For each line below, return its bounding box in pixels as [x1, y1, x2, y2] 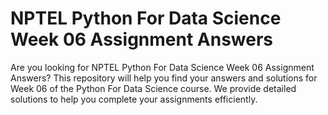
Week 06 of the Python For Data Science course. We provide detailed [10, 82, 297, 94]
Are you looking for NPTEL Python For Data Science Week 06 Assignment [10, 61, 315, 73]
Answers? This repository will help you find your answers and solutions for [10, 72, 318, 84]
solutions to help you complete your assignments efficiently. [10, 93, 258, 105]
